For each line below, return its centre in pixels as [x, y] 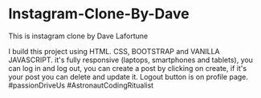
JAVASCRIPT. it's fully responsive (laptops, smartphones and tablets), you [130, 60]
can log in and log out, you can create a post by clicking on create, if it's [128, 68]
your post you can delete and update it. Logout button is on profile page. [128, 76]
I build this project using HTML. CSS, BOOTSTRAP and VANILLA [114, 51]
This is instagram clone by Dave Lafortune [78, 36]
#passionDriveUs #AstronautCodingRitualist [81, 85]
